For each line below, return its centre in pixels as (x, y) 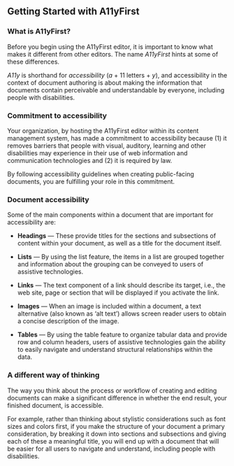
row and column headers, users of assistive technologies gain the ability (121, 342)
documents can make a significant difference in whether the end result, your (117, 397)
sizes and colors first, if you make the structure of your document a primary (116, 426)
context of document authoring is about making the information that (105, 83)
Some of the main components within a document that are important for (110, 215)
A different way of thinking (53, 375)
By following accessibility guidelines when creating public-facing (101, 174)
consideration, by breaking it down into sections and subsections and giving (117, 434)
